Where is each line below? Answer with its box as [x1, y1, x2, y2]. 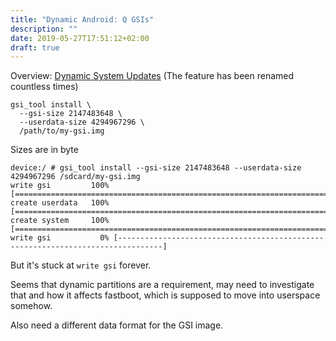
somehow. [10, 300, 53, 312]
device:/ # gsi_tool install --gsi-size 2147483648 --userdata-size [10, 163, 302, 173]
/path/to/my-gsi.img [19, 126, 105, 136]
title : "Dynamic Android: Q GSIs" [10, 14, 155, 25]
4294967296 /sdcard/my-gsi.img [10, 172, 141, 182]
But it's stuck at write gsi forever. [10, 259, 152, 271]
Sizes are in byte [10, 144, 79, 156]
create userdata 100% [10, 198, 110, 208]
